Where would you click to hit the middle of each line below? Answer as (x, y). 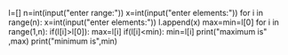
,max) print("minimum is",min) (63, 41)
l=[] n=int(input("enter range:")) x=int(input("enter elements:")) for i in (136, 13)
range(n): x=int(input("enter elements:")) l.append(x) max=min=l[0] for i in (144, 22)
